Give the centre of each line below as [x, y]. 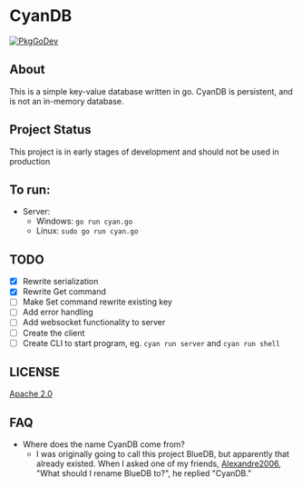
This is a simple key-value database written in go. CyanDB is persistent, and [151, 91]
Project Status [51, 129]
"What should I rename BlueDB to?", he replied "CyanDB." [144, 473]
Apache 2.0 [31, 394]
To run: [30, 189]
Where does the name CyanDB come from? [104, 444]
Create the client [54, 333]
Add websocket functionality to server [94, 323]
